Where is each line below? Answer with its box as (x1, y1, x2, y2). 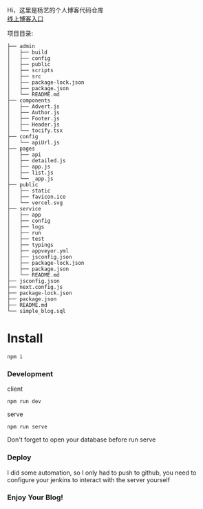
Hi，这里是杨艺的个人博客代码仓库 (7, 6, 104, 14)
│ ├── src (7, 73, 41, 80)
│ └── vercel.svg (7, 199, 63, 206)
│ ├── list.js (7, 169, 54, 176)
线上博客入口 (7, 14, 43, 23)
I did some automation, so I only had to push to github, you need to (7, 468, 197, 477)
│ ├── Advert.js (7, 103, 60, 110)
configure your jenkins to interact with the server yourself (7, 475, 171, 484)
